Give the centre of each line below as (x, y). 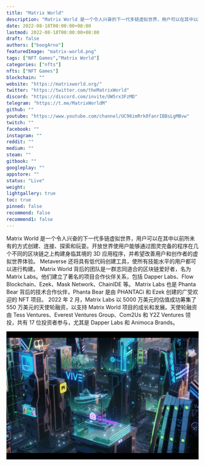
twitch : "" (20, 122)
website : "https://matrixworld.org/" (54, 84)
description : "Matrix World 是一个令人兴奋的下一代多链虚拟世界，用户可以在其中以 (102, 19)
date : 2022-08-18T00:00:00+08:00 (49, 26)
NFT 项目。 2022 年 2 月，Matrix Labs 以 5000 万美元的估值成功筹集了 (107, 299)
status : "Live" (26, 180)
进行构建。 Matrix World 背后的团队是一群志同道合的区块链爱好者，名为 (101, 268)
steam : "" (19, 155)
